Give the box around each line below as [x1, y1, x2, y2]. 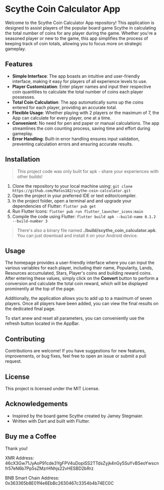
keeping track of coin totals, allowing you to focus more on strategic [5, 40, 142, 46]
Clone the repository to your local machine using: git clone [12, 183, 133, 189]
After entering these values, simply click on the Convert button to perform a [5, 275, 159, 281]
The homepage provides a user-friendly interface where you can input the [5, 259, 155, 266]
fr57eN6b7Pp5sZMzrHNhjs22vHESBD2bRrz [5, 465, 94, 471]
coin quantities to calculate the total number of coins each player [12, 88, 143, 94]
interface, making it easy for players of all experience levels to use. [12, 78, 148, 84]
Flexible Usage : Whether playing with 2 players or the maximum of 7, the [12, 110, 159, 115]
